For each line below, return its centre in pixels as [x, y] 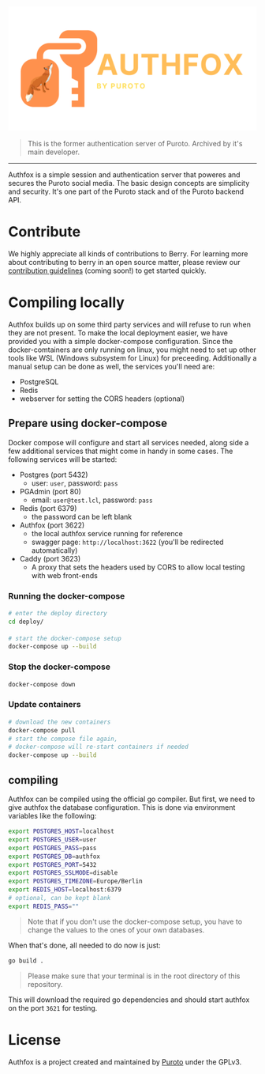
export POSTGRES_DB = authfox [54, 857]
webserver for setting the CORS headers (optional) [102, 399]
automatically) [54, 550]
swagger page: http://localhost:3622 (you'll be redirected [127, 542]
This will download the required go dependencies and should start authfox [129, 1000]
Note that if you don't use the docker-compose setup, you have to [135, 921]
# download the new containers [60, 722]
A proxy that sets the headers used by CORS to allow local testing [138, 567]
